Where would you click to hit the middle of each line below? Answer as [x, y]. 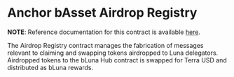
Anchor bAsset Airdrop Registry [102, 13]
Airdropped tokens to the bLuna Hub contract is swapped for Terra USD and [117, 60]
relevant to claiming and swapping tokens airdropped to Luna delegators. [113, 53]
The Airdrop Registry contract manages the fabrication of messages [105, 45]
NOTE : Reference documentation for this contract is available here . [104, 32]
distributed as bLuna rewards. [50, 67]
